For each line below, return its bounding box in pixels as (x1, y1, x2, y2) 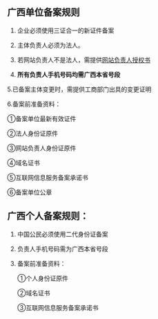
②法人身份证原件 (7, 129, 59, 137)
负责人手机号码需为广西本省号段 (17, 244, 108, 253)
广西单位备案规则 (7, 6, 80, 19)
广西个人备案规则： (7, 210, 89, 222)
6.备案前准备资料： (7, 100, 61, 108)
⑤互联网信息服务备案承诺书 (7, 173, 88, 181)
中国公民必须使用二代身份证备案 (17, 230, 108, 238)
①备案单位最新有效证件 (7, 114, 77, 122)
